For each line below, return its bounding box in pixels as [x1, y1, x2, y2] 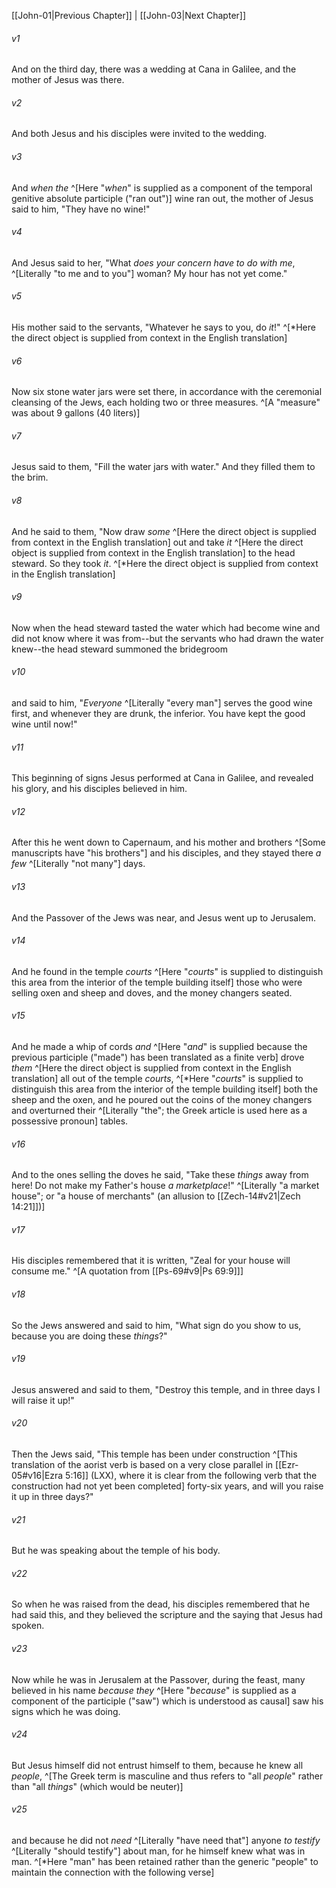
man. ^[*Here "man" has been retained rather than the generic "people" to [11, 1856, 319, 1868]
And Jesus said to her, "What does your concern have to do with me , [11, 256, 296, 269]
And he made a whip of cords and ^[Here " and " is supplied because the [11, 1041, 308, 1053]
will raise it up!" [11, 1394, 75, 1406]
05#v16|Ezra [11, 1470, 64, 1482]
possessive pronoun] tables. [11, 1115, 129, 1127]
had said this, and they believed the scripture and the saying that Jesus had [11, 1609, 323, 1621]
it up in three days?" [11, 1491, 94, 1503]
